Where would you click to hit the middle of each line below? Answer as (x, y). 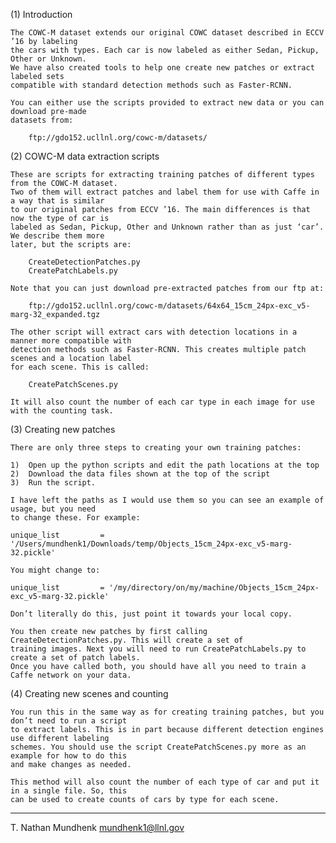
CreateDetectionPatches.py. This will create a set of (127, 640)
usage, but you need (53, 509)
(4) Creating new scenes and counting (89, 693)
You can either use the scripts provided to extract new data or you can (167, 103)
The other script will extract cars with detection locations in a (154, 332)
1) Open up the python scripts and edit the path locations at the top (165, 465)
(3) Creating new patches (63, 429)
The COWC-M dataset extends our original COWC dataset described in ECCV (167, 33)
